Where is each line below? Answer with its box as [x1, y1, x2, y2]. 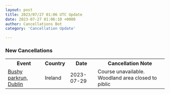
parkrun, [8, 74, 28, 81]
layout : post [5, 7, 33, 13]
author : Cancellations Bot [5, 21, 62, 27]
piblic [98, 81, 111, 88]
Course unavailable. [98, 68, 145, 75]
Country [45, 60, 66, 67]
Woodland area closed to [98, 74, 157, 81]
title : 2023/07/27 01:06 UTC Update [5, 12, 82, 17]
